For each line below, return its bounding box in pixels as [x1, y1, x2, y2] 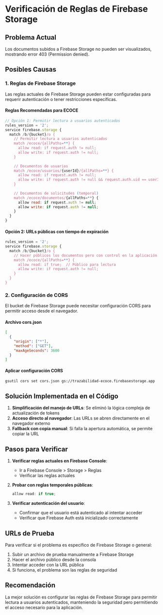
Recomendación [5, 581, 56, 590]
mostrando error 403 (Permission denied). [5, 51, 90, 57]
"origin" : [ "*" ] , [14, 339, 49, 344]
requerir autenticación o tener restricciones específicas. [5, 96, 117, 102]
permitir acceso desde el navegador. [5, 308, 79, 314]
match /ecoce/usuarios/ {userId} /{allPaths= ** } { [14, 168, 114, 173]
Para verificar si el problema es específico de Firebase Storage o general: [5, 542, 152, 548]
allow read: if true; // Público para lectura [17, 262, 116, 267]
